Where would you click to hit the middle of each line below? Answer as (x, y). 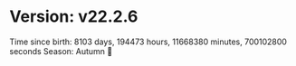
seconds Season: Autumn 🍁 (61, 51)
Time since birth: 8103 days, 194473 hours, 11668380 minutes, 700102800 (148, 42)
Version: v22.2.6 (74, 17)
